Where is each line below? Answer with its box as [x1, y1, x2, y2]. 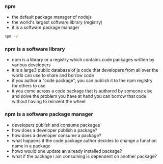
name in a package [11, 143, 51, 149]
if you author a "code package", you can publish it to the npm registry [11, 78, 153, 83]
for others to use [11, 83, 46, 89]
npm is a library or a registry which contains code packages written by [11, 57, 155, 63]
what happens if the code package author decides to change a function [11, 137, 157, 143]
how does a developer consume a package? [11, 132, 102, 138]
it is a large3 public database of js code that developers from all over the [11, 67, 159, 73]
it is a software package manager [11, 25, 80, 30]
